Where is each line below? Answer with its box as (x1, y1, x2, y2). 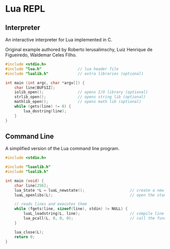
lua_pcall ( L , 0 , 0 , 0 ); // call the (23, 216, 155, 221)
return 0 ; (14, 234, 35, 239)
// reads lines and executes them (14, 201, 87, 207)
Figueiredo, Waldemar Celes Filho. (5, 52, 77, 58)
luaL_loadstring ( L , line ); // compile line (23, 211, 164, 216)
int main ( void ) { (5, 178, 44, 183)
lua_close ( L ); (14, 229, 44, 235)
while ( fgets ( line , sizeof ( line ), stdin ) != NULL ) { (14, 206, 128, 211)
